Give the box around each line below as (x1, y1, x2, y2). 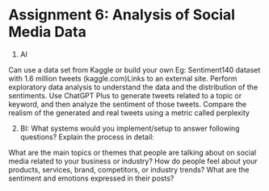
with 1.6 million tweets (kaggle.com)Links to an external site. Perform (8, 73, 237, 83)
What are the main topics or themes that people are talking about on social (8, 147, 257, 157)
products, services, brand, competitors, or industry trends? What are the (8, 164, 250, 174)
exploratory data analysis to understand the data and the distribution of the (8, 82, 258, 92)
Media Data (8, 23, 87, 41)
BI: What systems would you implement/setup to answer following (19, 123, 240, 133)
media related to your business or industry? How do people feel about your (8, 156, 258, 166)
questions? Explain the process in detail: (19, 131, 155, 142)
